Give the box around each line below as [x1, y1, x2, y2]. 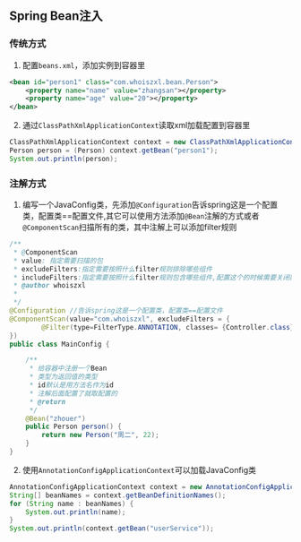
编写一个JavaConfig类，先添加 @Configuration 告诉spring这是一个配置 [21, 200, 279, 211]
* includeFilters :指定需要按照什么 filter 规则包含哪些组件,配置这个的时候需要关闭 [13, 272, 290, 282]
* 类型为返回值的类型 [29, 373, 99, 382]
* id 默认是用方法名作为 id [29, 381, 114, 390]
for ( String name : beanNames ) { [9, 499, 134, 508]
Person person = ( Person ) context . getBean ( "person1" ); [9, 146, 219, 155]
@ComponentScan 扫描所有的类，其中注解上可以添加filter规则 [21, 222, 237, 233]
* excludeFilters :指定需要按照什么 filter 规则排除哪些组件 [13, 264, 213, 273]
